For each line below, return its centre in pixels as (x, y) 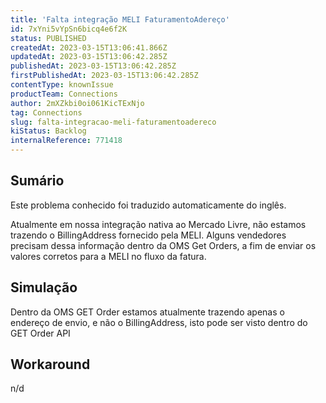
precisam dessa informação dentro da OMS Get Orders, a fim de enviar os (163, 245)
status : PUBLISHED (48, 38)
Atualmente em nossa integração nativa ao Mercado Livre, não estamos (158, 224)
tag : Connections (46, 112)
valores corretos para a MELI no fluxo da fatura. (108, 256)
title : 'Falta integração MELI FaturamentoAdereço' (120, 19)
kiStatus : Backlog (48, 131)
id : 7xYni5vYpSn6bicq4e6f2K (69, 29)
